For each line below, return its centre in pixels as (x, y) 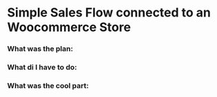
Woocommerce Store (69, 27)
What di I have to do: (42, 67)
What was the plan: (40, 49)
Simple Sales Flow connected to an (109, 13)
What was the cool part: (48, 85)
